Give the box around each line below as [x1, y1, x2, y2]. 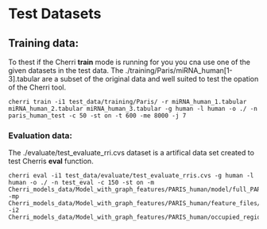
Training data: [8, 36, 79, 50]
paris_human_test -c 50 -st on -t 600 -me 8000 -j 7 [8, 112, 187, 120]
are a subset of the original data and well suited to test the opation [41, 74, 259, 83]
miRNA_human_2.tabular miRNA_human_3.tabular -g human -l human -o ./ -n [8, 105, 258, 113]
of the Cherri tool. [8, 82, 67, 92]
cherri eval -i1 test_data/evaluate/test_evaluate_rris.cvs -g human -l [8, 172, 254, 180]
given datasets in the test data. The [8, 66, 124, 75]
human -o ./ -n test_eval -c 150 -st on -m [8, 179, 155, 187]
